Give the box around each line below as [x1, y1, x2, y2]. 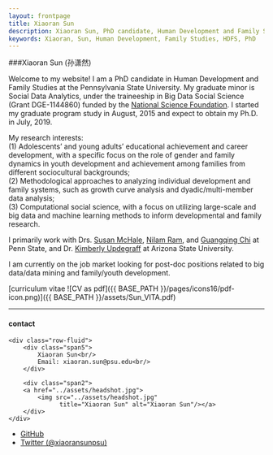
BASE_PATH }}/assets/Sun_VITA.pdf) [53, 292, 176, 302]
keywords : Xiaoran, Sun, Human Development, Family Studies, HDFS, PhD [8, 34, 256, 43]
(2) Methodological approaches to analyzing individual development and [8, 176, 251, 186]
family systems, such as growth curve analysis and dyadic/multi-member [8, 184, 253, 195]
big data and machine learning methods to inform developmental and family [8, 210, 262, 220]
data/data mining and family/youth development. [8, 268, 171, 278]
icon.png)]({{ [8, 292, 52, 302]
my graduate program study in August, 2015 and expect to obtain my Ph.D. [8, 109, 258, 119]
